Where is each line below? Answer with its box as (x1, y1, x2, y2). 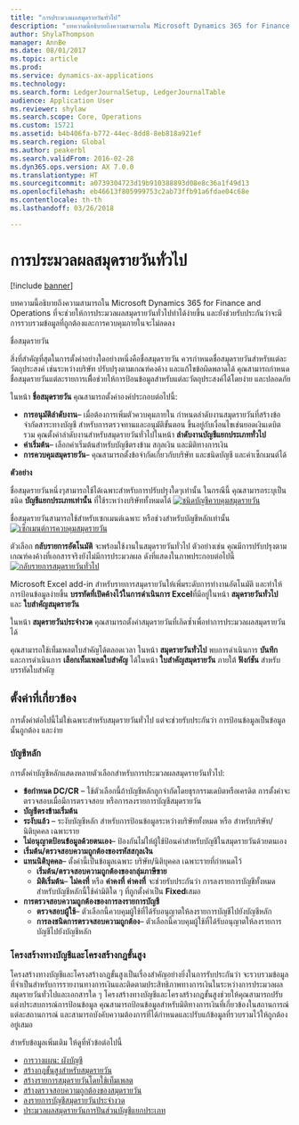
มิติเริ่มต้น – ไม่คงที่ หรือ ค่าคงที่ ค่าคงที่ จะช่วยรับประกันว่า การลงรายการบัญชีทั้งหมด (36, 875, 276, 886)
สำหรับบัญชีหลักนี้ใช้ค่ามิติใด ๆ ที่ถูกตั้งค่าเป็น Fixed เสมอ (36, 885, 201, 897)
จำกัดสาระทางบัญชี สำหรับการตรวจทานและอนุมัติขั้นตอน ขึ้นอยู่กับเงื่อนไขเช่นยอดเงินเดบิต (22, 418, 281, 429)
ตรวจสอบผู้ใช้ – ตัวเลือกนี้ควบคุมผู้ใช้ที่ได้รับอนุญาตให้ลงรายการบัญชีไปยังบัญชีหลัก (36, 906, 272, 916)
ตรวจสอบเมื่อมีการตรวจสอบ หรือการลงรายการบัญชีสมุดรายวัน (22, 795, 202, 806)
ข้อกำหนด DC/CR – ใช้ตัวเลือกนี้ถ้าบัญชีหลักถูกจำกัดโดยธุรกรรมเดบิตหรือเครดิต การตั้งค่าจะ (22, 785, 291, 796)
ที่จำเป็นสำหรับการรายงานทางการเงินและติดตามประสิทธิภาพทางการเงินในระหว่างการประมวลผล (10, 979, 284, 990)
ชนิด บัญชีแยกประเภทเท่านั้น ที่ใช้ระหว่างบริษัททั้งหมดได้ (10, 494, 172, 505)
